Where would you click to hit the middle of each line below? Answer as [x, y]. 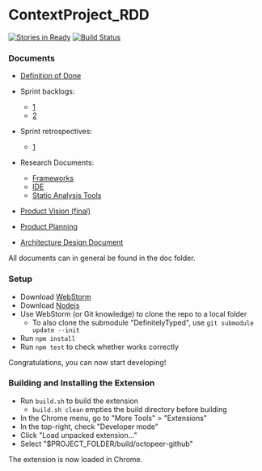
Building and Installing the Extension [82, 383]
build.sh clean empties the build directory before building [130, 409]
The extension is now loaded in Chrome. [76, 459]
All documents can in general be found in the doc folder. [102, 258]
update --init [56, 330]
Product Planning [49, 227]
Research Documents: [57, 162]
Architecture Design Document [72, 242]
